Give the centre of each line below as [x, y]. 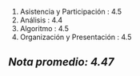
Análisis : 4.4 [41, 20]
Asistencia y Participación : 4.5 [71, 12]
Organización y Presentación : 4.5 [76, 37]
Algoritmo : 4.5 [44, 28]
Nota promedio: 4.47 [61, 62]
